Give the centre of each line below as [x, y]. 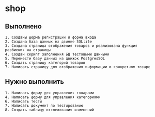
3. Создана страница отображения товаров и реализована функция [71, 46]
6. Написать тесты [23, 101]
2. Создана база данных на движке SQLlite [48, 42]
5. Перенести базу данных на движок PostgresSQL [55, 58]
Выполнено [23, 26]
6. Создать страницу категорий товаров [45, 63]
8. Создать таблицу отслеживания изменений [50, 110]
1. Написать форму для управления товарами [50, 93]
